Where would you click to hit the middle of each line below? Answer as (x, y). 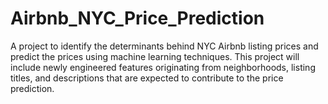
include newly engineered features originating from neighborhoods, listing (163, 67)
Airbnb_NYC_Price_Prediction (137, 18)
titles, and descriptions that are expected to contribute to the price (147, 78)
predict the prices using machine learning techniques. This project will (155, 56)
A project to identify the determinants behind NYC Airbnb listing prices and (164, 46)
